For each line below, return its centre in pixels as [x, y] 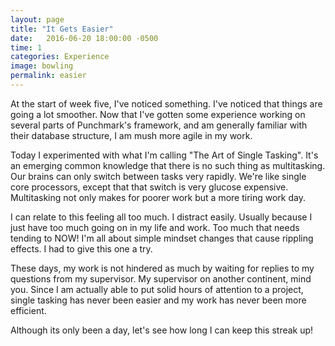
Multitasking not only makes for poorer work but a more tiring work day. [158, 197]
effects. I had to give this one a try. [81, 248]
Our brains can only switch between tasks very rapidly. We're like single [158, 176]
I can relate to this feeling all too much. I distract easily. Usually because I [161, 217]
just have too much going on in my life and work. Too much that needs [155, 227]
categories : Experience [60, 57]
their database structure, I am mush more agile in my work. [131, 135]
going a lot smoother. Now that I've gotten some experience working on [158, 114]
